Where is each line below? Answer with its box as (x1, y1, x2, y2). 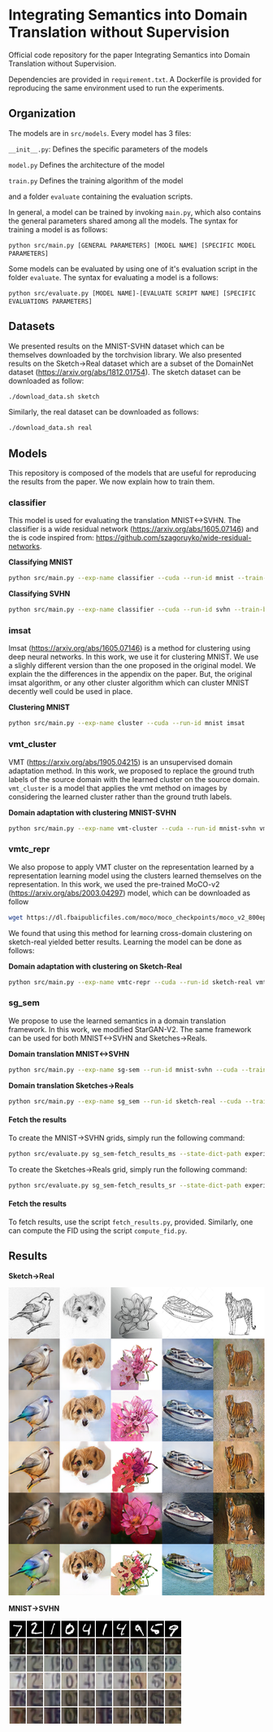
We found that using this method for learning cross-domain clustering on (8, 928, 253, 938)
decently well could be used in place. (8, 687, 133, 697)
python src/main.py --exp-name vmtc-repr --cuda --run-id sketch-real (8, 978, 253, 987)
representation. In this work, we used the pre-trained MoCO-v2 (8, 879, 220, 889)
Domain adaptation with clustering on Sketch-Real (8, 961, 183, 971)
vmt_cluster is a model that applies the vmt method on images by (8, 783, 227, 793)
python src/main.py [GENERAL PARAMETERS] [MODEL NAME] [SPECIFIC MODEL (8, 241, 256, 249)
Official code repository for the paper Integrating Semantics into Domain (8, 50, 250, 59)
